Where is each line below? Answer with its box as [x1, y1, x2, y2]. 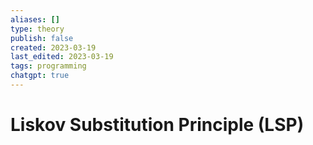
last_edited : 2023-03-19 [10, 52, 114, 62]
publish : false [10, 33, 74, 43]
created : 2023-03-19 [10, 42, 97, 53]
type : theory [10, 24, 65, 34]
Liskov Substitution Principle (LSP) [10, 114, 305, 136]
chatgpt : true [10, 71, 70, 81]
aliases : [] [10, 14, 60, 25]
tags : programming [10, 61, 87, 71]
